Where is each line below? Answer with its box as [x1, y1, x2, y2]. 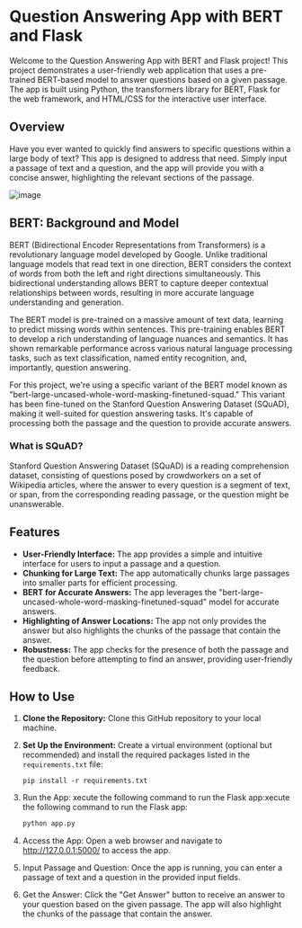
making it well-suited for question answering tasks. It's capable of [9, 407, 253, 419]
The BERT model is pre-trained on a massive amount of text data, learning [9, 314, 284, 325]
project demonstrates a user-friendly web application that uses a [9, 65, 250, 76]
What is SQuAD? [9, 440, 84, 452]
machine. [22, 722, 58, 734]
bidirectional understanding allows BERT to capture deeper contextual [9, 277, 269, 289]
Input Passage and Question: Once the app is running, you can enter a [22, 862, 283, 873]
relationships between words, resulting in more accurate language [9, 287, 254, 298]
